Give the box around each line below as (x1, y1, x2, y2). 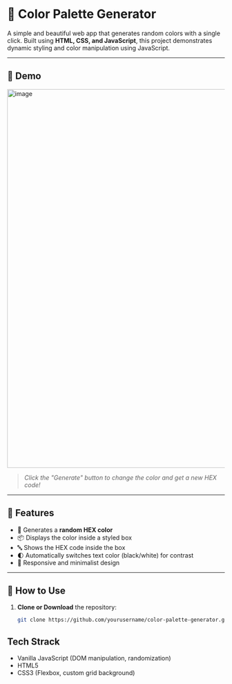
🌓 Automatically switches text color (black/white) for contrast (17, 551, 194, 559)
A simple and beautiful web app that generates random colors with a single (7, 29, 221, 37)
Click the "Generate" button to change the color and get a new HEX (23, 473, 217, 482)
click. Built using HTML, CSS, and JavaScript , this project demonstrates (7, 36, 213, 44)
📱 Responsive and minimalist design (17, 558, 120, 567)
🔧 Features (7, 507, 55, 519)
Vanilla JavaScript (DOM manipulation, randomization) (17, 654, 171, 663)
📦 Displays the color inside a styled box (17, 533, 133, 542)
